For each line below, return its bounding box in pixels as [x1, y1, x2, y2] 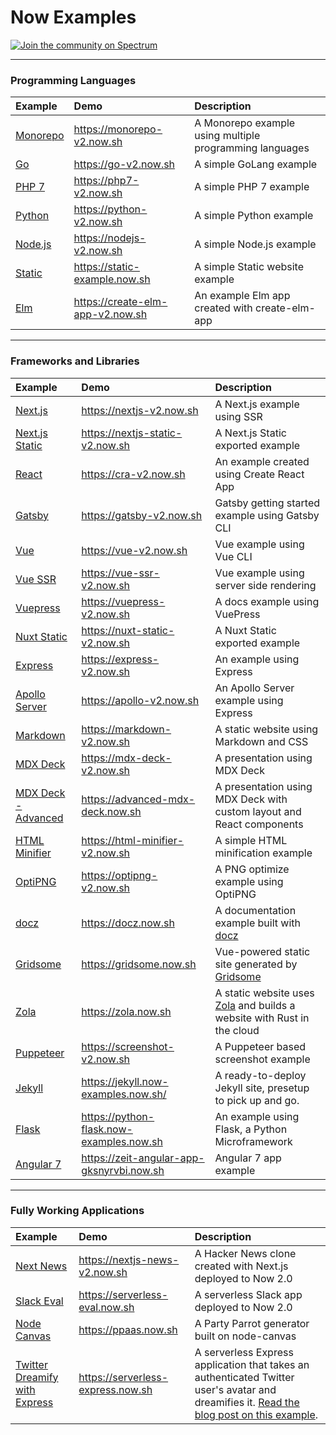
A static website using [214, 722, 319, 736]
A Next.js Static [214, 426, 287, 440]
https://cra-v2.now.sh [81, 467, 186, 481]
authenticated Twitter [194, 1370, 295, 1384]
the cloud [214, 1023, 260, 1037]
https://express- [81, 652, 160, 666]
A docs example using [214, 594, 320, 608]
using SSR [214, 409, 263, 423]
